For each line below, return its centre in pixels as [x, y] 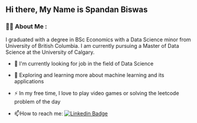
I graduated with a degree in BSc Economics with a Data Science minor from [98, 39]
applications [29, 81]
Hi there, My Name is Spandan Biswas [77, 10]
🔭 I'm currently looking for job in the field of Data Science [84, 63]
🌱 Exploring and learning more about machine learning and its [89, 75]
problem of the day [37, 101]
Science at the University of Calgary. [50, 52]
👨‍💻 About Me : [27, 27]
